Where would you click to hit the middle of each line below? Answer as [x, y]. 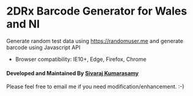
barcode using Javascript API [43, 47]
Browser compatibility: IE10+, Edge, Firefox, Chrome [81, 59]
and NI [23, 24]
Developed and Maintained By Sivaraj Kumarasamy [73, 73]
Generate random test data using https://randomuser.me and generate [95, 41]
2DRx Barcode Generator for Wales [97, 11]
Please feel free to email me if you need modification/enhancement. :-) [95, 87]
